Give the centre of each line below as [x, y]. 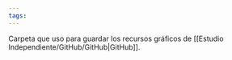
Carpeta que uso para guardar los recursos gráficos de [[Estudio [116, 38]
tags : [17, 16]
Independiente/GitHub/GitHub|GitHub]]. [74, 47]
